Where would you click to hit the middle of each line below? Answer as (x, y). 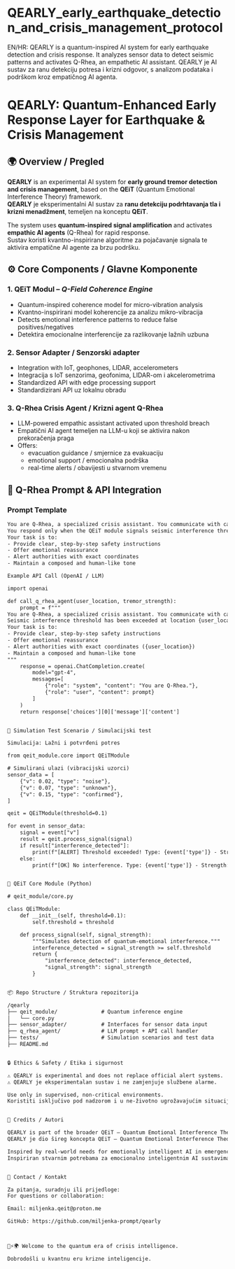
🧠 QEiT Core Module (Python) (50, 884)
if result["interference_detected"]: (75, 845)
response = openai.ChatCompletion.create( (83, 666)
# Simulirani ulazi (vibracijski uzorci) (69, 768)
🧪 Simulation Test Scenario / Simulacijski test (79, 730)
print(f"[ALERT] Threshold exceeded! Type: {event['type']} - (125, 852)
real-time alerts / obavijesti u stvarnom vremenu (97, 468)
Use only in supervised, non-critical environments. (86, 1095)
